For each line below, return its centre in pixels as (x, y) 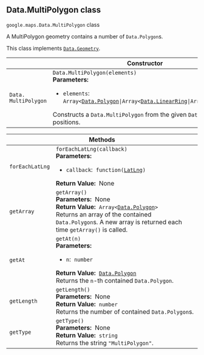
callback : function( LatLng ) (106, 170)
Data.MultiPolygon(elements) (95, 73)
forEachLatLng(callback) (91, 149)
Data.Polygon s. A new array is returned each (119, 222)
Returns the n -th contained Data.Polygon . (115, 280)
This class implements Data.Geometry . (53, 48)
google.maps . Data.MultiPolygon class (53, 24)
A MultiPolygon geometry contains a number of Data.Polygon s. (85, 36)
